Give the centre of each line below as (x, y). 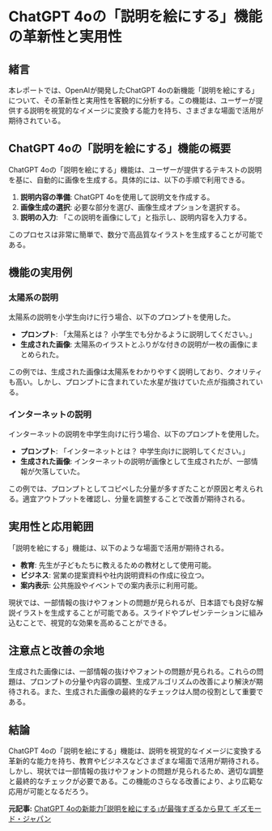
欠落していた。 (59, 471)
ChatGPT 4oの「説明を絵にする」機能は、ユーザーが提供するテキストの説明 (135, 169)
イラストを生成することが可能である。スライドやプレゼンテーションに (132, 612)
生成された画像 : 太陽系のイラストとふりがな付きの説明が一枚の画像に (136, 344)
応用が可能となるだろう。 (51, 791)
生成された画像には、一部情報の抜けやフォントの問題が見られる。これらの (132, 671)
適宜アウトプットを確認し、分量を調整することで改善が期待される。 (136, 498)
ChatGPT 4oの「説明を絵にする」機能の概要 (120, 149)
